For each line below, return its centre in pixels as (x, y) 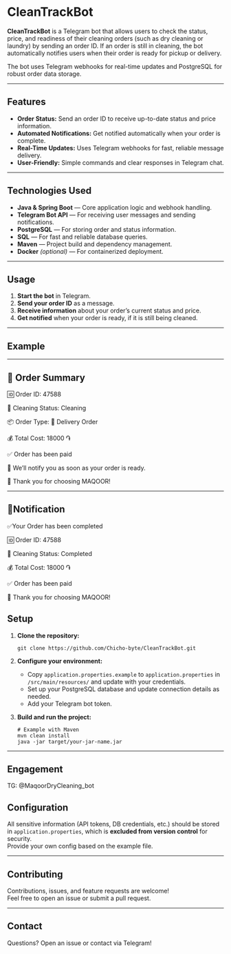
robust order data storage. (44, 74)
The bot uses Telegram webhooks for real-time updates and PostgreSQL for (115, 66)
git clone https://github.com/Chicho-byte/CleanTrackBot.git (107, 648)
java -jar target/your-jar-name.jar (69, 742)
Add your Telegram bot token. (69, 704)
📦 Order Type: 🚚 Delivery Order (53, 422)
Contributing (35, 874)
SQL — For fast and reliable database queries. (82, 237)
